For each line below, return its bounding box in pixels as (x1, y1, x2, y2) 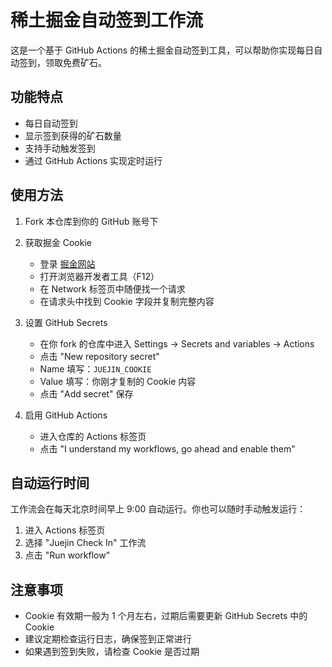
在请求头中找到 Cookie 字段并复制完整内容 (39, 295, 215, 307)
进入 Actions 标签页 (24, 524, 106, 536)
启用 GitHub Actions (24, 409, 108, 421)
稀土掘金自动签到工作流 (10, 9, 204, 32)
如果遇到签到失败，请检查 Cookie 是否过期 (24, 646, 200, 658)
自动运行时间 (10, 474, 90, 491)
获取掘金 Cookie (24, 236, 92, 248)
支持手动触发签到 (24, 142, 96, 154)
